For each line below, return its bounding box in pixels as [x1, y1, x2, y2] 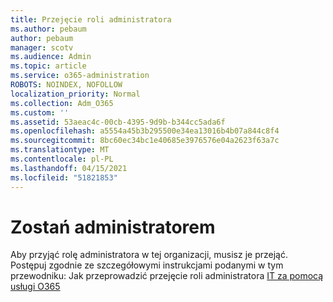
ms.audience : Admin [10, 52, 92, 62]
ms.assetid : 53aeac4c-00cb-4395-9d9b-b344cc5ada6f [10, 117, 226, 127]
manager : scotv [10, 42, 74, 53]
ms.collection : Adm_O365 [10, 98, 114, 108]
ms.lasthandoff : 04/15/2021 [10, 163, 128, 173]
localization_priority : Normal [10, 89, 141, 99]
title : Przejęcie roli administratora [10, 14, 172, 25]
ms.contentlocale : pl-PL [10, 154, 114, 164]
